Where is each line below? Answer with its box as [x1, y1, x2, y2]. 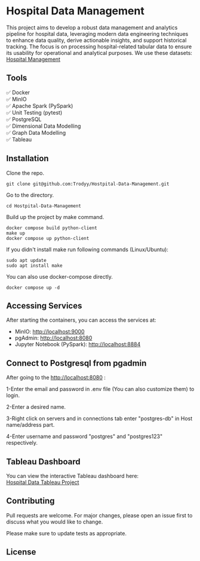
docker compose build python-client [6, 225, 97, 231]
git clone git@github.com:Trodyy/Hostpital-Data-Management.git [6, 181, 170, 187]
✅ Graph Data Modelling [6, 129, 66, 136]
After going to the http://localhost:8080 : [6, 374, 106, 381]
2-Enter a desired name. [6, 403, 66, 411]
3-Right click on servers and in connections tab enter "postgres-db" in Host [6, 415, 193, 422]
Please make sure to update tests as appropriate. [6, 529, 127, 537]
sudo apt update [6, 257, 47, 263]
